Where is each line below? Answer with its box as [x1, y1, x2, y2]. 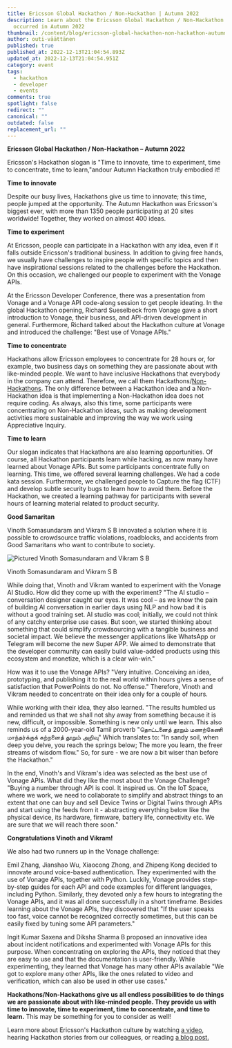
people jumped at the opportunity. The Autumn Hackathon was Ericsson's [7, 200, 217, 208]
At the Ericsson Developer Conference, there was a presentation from [7, 291, 206, 300]
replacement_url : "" [7, 126, 67, 133]
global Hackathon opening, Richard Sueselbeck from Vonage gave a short [7, 306, 217, 315]
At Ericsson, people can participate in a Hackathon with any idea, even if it [7, 241, 219, 250]
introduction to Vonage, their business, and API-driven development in [7, 313, 207, 322]
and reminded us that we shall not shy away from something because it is [7, 710, 216, 719]
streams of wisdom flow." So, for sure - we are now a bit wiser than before [7, 748, 219, 757]
